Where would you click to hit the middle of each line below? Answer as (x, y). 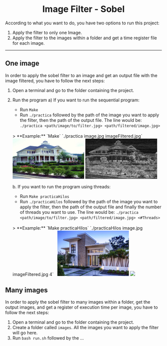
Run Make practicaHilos (44, 196)
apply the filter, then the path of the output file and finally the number (90, 207)
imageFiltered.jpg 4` (33, 274)
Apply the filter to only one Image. (47, 32)
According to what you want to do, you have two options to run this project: (83, 23)
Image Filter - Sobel (83, 9)
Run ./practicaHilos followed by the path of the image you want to (89, 202)
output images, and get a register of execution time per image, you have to (82, 307)
